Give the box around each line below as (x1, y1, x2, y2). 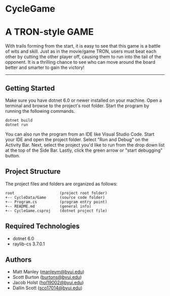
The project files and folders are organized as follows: (5, 181, 118, 187)
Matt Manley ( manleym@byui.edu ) (12, 269, 84, 275)
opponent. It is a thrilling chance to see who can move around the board (5, 59, 155, 65)
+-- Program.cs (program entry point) (5, 199, 108, 204)
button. (5, 152, 20, 158)
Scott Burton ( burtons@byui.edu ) (12, 274, 82, 280)
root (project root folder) (5, 190, 108, 195)
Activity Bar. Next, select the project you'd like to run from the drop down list (5, 142, 165, 148)
